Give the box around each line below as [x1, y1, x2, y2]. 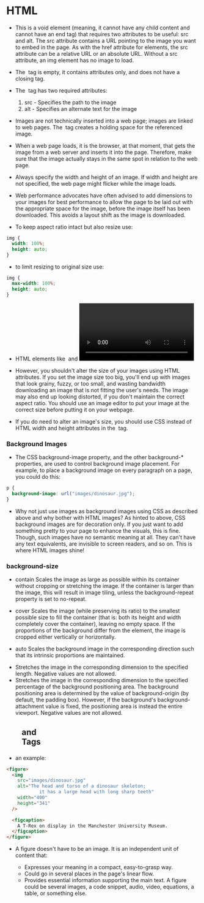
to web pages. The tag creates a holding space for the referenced [15, 123, 183, 131]
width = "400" [17, 794, 48, 801]
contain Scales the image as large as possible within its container [15, 576, 180, 583]
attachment [15, 703, 45, 710]
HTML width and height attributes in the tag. [15, 424, 128, 432]
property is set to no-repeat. [15, 595, 87, 603]
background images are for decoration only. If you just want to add [15, 520, 183, 528]
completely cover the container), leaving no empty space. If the [15, 620, 175, 628]
